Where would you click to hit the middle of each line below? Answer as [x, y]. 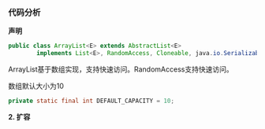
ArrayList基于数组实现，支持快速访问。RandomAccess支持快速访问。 [121, 69]
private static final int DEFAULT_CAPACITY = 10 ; [91, 101]
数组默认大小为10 [36, 86]
